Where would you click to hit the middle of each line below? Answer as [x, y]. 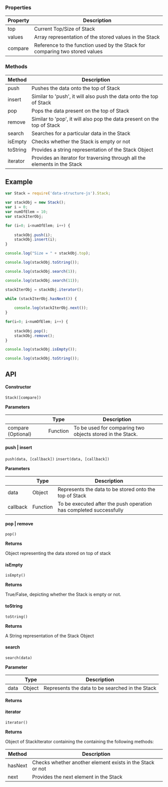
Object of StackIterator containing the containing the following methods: [79, 741]
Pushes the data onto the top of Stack [76, 88]
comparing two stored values [68, 52]
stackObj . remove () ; [34, 335]
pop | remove [19, 523]
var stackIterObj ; [24, 216]
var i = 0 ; [16, 207]
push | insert [19, 447]
